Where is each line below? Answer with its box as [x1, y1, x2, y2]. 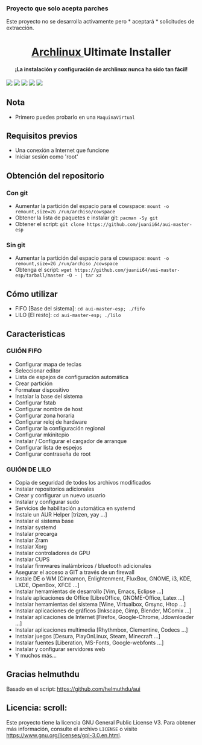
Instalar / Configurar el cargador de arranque [14, 437, 127, 444]
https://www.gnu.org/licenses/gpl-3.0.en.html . [6, 731, 122, 739]
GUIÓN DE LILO [6, 465, 51, 474]
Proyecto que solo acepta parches [6, 4, 109, 13]
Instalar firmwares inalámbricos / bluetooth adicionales [14, 562, 152, 570]
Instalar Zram [14, 536, 48, 544]
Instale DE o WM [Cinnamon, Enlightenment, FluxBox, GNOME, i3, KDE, [14, 575, 192, 582]
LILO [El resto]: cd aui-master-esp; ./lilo [14, 312, 121, 319]
